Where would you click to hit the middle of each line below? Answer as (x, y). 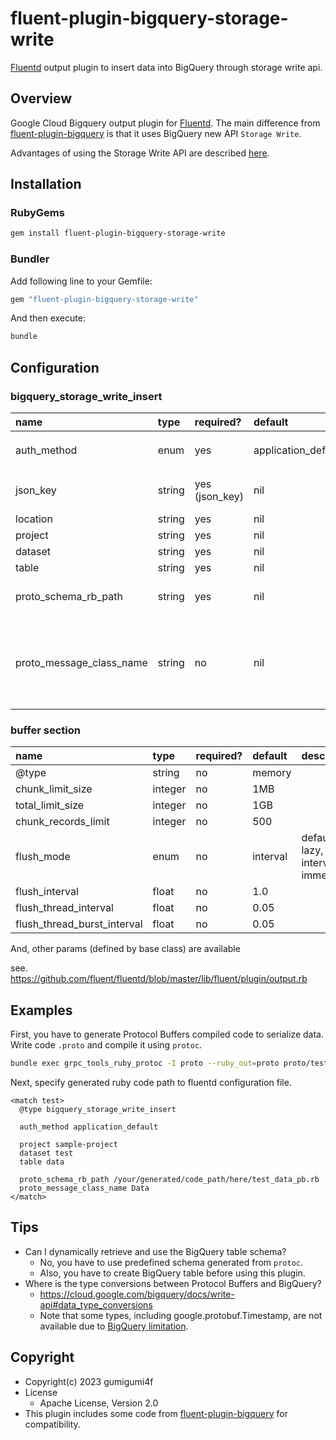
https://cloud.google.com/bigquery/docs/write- (137, 1294)
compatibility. (52, 1424)
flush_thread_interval (64, 908)
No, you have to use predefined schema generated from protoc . (171, 1262)
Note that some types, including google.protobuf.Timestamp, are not (181, 1315)
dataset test (46, 1153)
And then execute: (48, 318)
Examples (41, 1010)
